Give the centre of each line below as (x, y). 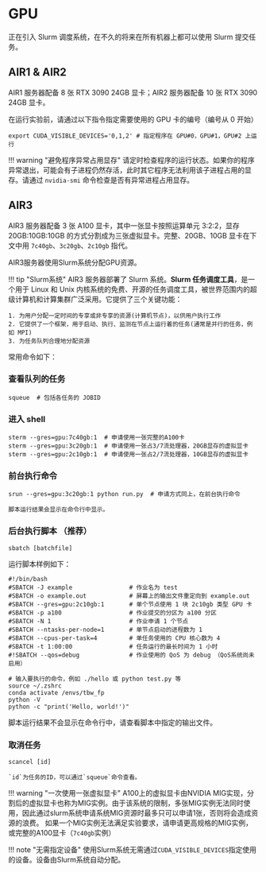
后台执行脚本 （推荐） (50, 531)
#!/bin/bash (28, 579)
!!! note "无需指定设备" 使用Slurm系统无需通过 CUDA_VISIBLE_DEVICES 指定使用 (132, 850)
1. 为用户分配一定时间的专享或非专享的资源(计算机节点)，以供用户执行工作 (115, 316)
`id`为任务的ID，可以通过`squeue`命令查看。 (75, 777)
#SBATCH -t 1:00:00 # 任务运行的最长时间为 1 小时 (113, 646)
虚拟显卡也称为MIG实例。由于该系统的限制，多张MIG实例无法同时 (136, 803)
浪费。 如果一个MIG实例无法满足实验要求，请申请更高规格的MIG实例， (137, 823)
